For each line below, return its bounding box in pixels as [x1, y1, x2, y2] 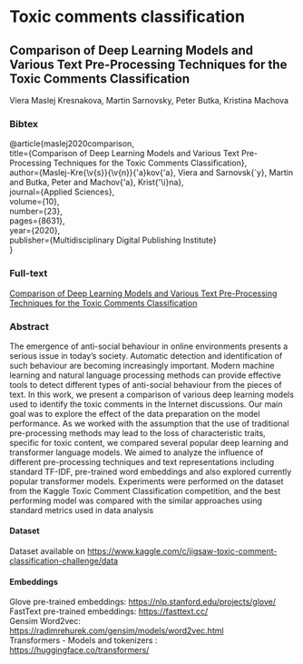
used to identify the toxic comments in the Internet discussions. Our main [9, 398, 283, 410]
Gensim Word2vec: [9, 616, 82, 627]
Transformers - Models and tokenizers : [9, 635, 158, 646]
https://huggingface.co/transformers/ [9, 645, 150, 656]
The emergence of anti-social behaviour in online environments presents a [9, 341, 288, 352]
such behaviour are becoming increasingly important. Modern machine [9, 360, 275, 371]
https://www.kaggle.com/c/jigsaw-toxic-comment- [87, 546, 278, 557]
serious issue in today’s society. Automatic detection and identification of [9, 350, 283, 361]
